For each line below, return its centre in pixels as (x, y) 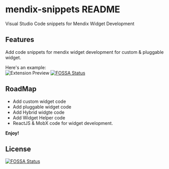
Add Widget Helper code (39, 118)
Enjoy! (12, 133)
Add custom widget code (39, 101)
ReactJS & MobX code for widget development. (63, 123)
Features (20, 40)
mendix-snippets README (63, 9)
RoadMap (21, 89)
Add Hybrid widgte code (39, 112)
